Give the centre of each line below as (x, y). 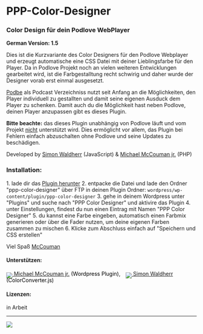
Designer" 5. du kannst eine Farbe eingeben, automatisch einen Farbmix (96, 215)
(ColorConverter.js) (30, 280)
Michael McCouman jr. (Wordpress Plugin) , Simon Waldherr (93, 273)
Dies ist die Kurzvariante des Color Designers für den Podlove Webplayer (97, 55)
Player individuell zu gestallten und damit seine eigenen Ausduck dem (93, 99)
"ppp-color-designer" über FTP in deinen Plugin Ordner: (76, 189)
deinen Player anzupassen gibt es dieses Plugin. (66, 112)
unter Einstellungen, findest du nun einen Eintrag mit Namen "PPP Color (96, 209)
